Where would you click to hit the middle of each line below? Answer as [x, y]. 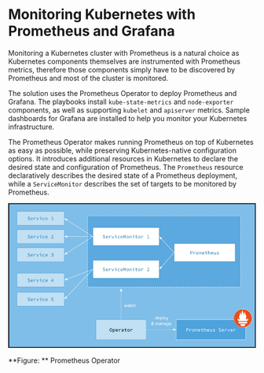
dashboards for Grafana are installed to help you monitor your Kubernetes [128, 118]
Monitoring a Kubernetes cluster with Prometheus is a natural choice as [124, 53]
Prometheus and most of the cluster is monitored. [88, 78]
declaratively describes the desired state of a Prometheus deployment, [123, 175]
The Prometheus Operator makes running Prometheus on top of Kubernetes [131, 142]
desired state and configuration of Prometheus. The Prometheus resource [126, 167]
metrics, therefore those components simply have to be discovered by [122, 69]
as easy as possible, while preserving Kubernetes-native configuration [123, 150]
